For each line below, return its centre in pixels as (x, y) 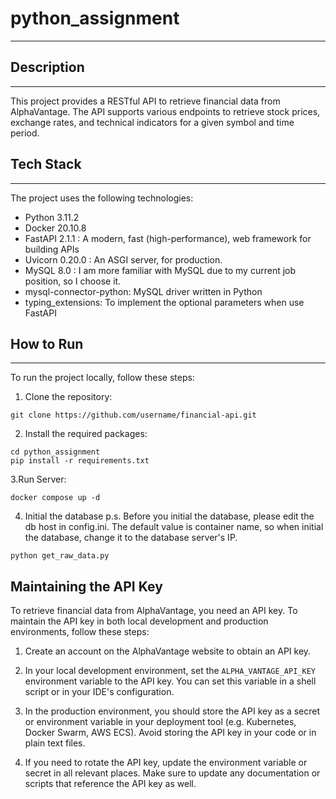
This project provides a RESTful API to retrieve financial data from (145, 101)
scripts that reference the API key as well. (110, 784)
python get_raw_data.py (60, 556)
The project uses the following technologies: (102, 198)
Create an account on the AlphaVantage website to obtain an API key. (168, 651)
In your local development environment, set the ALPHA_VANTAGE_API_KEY (170, 671)
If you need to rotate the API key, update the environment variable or (166, 763)
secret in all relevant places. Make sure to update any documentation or (172, 773)
